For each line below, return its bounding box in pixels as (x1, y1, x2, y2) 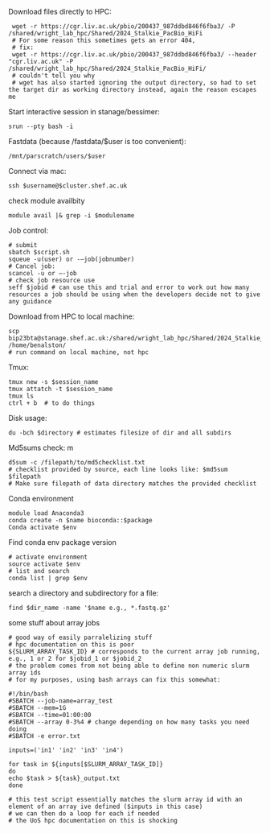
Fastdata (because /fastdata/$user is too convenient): (8, 137, 186, 146)
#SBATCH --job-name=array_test (8, 697, 113, 705)
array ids (8, 669, 42, 677)
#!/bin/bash (8, 690, 48, 698)
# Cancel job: (8, 262, 56, 270)
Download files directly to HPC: (8, 7, 112, 16)
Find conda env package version (8, 538, 117, 546)
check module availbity (8, 196, 85, 205)
